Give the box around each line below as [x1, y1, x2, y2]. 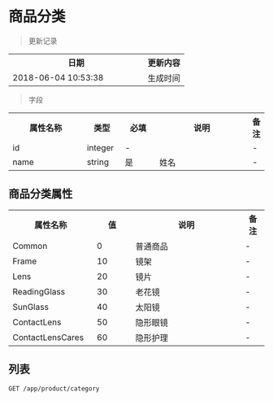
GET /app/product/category [8, 384, 100, 393]
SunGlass [12, 301, 49, 312]
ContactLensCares [12, 331, 84, 342]
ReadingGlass [12, 285, 66, 297]
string [86, 156, 110, 168]
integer [86, 142, 115, 153]
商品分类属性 [8, 187, 73, 201]
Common [12, 240, 48, 251]
